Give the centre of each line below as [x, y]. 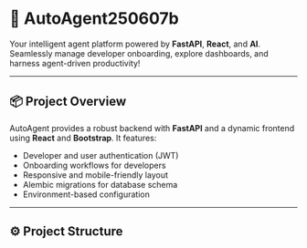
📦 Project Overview [68, 102]
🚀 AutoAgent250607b [95, 19]
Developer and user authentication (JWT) [101, 155]
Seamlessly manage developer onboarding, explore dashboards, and [139, 53]
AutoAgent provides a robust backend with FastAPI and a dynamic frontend [152, 128]
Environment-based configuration [86, 194]
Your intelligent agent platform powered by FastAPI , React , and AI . [135, 44]
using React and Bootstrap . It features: [83, 138]
